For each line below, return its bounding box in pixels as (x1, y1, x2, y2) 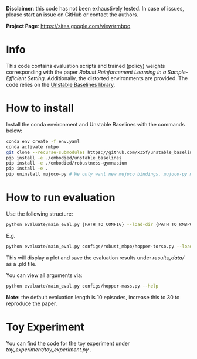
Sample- (167, 69, 189, 76)
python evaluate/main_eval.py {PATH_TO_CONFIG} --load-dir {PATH (6, 221, 169, 227)
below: (6, 127, 22, 134)
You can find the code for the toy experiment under (6, 340, 130, 347)
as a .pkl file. (6, 260, 37, 267)
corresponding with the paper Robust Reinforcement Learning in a (6, 69, 167, 76)
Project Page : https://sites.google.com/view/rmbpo (6, 23, 131, 29)
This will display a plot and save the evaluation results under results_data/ (6, 254, 185, 261)
